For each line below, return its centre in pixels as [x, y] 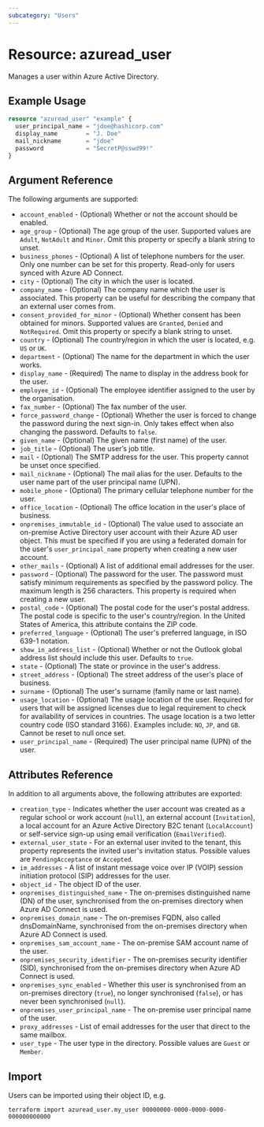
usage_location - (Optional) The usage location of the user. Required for [136, 700]
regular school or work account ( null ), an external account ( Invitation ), [138, 817]
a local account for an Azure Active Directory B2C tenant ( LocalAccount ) [136, 826]
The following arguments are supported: [74, 199]
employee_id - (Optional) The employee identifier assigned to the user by [137, 390]
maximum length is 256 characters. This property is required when [128, 591]
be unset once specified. [60, 465]
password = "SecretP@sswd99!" [84, 148]
